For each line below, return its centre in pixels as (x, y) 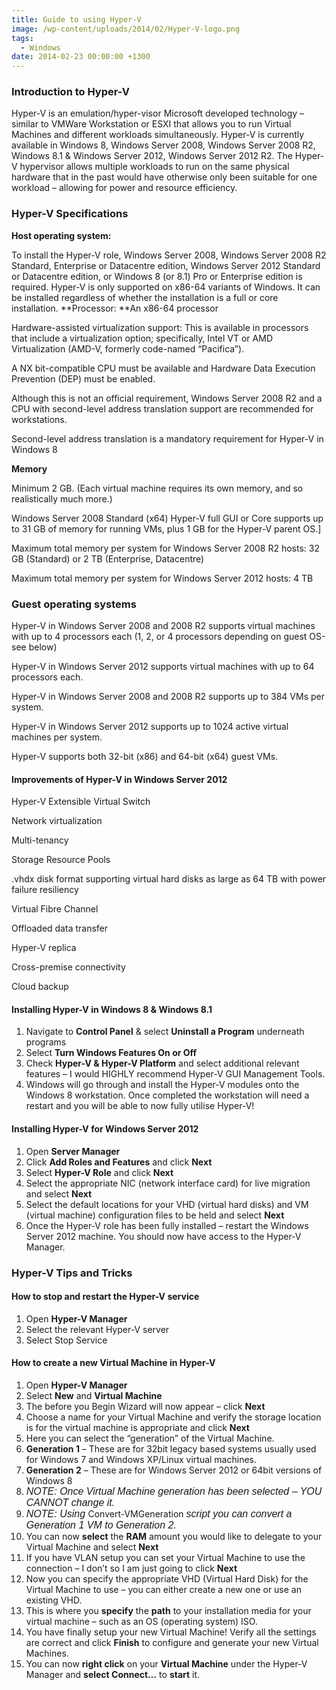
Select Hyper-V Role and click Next (99, 1172)
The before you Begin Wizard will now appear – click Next (145, 1406)
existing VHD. (54, 1600)
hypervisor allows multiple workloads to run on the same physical (154, 167)
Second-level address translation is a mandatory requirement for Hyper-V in (167, 438)
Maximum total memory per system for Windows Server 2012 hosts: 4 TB (162, 578)
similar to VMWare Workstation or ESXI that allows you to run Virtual (151, 124)
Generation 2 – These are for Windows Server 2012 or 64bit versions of (174, 1470)
